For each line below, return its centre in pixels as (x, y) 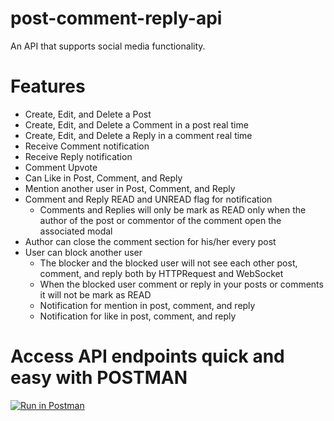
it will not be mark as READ (95, 294)
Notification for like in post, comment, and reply (138, 316)
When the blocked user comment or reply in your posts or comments (181, 284)
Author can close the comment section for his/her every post (150, 241)
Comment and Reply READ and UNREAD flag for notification (148, 199)
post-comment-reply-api (116, 18)
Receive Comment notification (87, 146)
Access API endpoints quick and (147, 356)
